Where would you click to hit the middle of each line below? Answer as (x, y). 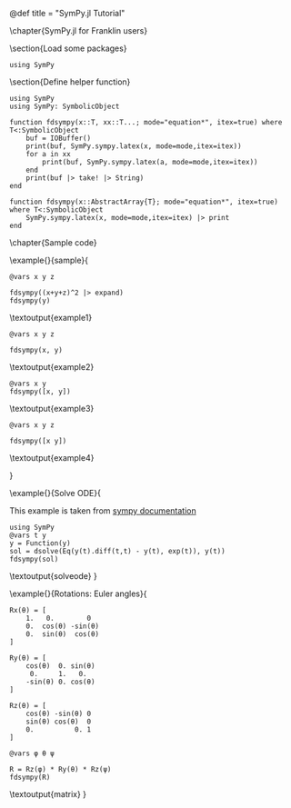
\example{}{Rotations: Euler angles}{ (78, 594)
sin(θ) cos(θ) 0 (59, 722)
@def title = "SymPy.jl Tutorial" (67, 13)
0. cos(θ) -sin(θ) (63, 626)
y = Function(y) (40, 544)
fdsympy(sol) (34, 559)
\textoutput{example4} (52, 458)
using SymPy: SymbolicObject (65, 106)
